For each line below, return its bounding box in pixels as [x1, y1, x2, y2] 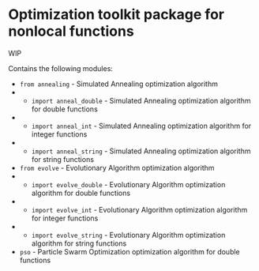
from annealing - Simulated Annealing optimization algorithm [19, 79, 219, 88]
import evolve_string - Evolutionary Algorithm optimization [31, 230, 226, 239]
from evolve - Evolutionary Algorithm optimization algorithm [19, 163, 215, 172]
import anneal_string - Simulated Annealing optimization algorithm [31, 146, 251, 156]
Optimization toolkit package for [8, 6, 225, 24]
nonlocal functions [8, 22, 134, 40]
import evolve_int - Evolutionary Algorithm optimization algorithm [31, 205, 248, 214]
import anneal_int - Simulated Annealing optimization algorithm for [31, 121, 252, 130]
